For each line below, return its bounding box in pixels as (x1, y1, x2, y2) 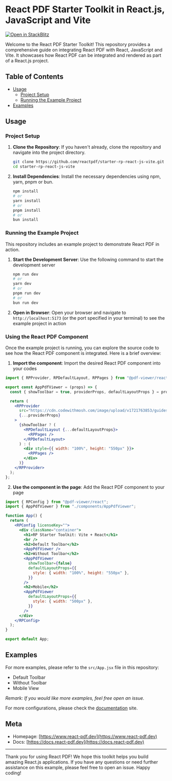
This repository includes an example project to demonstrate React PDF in (5, 241, 160, 247)
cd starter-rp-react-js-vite (12, 164, 75, 169)
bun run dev (12, 300, 38, 305)
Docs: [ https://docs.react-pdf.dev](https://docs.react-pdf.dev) (12, 739, 144, 745)
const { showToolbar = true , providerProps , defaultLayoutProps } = (10, 389, 159, 394)
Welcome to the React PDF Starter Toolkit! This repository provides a (5, 41, 150, 47)
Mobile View (12, 685, 39, 691)
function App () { (5, 513, 42, 519)
